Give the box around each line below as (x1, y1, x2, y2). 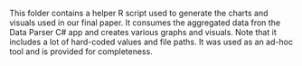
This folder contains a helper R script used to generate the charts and (9, 8, 269, 18)
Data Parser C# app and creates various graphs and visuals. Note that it (9, 27, 278, 37)
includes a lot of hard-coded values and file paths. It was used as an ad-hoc (9, 36, 294, 47)
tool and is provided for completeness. (9, 46, 154, 57)
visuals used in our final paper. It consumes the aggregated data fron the (9, 17, 281, 28)
